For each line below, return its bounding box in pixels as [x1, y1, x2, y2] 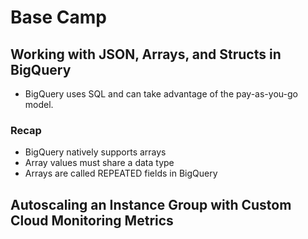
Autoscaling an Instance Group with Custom [10, 196, 292, 213]
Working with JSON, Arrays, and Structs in [10, 46, 282, 63]
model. [24, 99, 54, 110]
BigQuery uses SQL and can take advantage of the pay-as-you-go [24, 88, 298, 100]
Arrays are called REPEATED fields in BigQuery [24, 167, 218, 180]
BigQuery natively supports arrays [24, 146, 167, 158]
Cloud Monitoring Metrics [10, 212, 174, 229]
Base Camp [10, 6, 107, 29]
